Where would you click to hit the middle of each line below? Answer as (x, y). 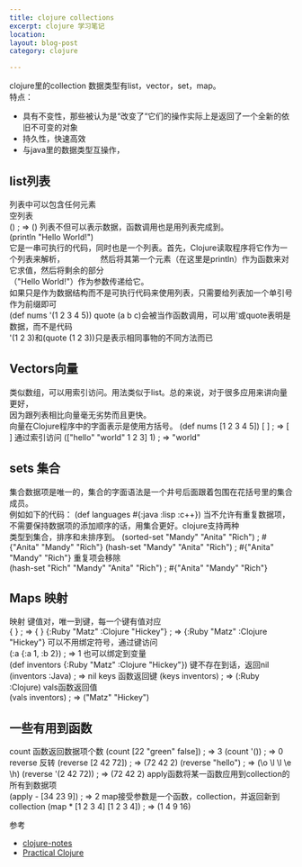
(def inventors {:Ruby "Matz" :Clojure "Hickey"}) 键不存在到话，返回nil (139, 665)
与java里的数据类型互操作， (71, 150)
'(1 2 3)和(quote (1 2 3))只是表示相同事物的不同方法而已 (111, 338)
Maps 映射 (39, 598)
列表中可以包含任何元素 (53, 204)
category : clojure (44, 51)
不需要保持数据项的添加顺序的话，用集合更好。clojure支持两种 (124, 525)
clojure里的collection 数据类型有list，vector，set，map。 (115, 86)
